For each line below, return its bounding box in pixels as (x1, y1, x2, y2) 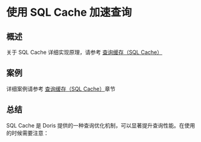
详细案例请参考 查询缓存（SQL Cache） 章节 (6, 85, 116, 92)
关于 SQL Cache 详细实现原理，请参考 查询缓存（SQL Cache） (6, 49, 162, 56)
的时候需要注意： (6, 129, 49, 137)
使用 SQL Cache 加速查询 (6, 5, 132, 19)
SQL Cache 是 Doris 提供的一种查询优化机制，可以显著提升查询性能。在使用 (6, 121, 196, 129)
